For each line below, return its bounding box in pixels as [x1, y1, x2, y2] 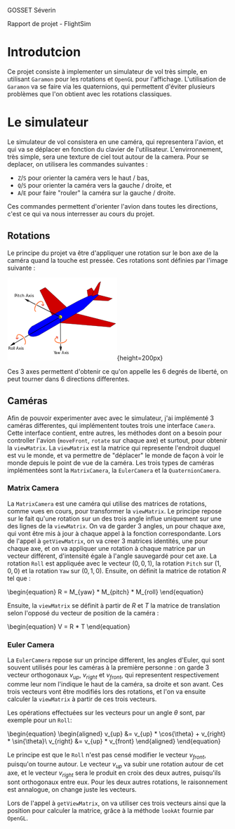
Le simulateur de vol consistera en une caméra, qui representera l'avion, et [7, 137, 224, 146]
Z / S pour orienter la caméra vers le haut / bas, [17, 174, 149, 182]
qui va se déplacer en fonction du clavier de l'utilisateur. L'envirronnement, [7, 145, 223, 153]
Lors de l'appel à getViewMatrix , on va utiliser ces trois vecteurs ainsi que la [7, 799, 227, 807]
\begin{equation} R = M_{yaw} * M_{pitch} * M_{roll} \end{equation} [7, 587, 204, 596]
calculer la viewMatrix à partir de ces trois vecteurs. [7, 695, 157, 703]
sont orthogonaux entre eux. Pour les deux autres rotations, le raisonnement [7, 778, 228, 786]
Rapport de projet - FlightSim [7, 20, 91, 27]
